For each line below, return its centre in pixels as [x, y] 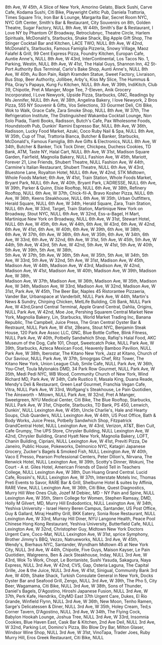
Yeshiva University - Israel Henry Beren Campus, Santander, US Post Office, [81, 508]
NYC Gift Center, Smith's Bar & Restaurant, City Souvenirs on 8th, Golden [78, 22]
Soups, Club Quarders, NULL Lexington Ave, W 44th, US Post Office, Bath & [81, 415]
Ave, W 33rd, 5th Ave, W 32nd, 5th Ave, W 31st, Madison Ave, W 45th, [75, 260]
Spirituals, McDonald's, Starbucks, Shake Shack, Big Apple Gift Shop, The [79, 38]
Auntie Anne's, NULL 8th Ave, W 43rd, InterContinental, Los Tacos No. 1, [77, 59]
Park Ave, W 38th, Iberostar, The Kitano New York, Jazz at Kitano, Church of [81, 353]
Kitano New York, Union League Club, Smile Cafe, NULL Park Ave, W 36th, [79, 364]
